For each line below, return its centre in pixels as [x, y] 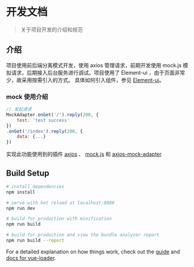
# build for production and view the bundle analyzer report [83, 235]
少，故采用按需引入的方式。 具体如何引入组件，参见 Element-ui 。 [85, 80]
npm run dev [21, 208]
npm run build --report [35, 240]
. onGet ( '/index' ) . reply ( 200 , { [45, 131]
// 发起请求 [19, 110]
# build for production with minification [59, 219]
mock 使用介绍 [27, 97]
